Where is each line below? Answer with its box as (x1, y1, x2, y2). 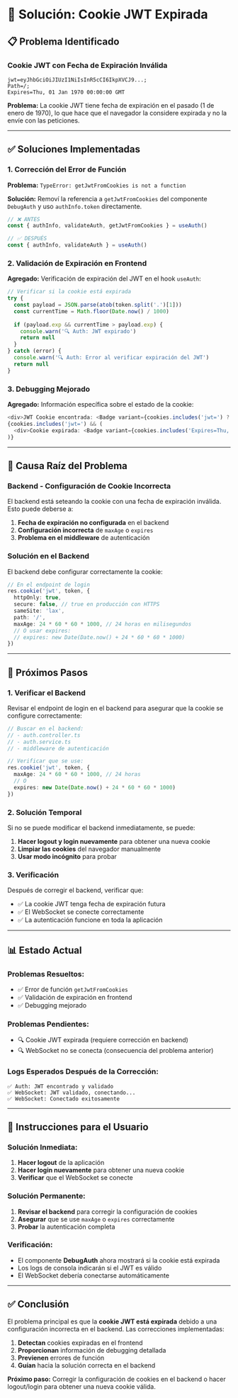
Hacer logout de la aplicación (17, 1159, 105, 1167)
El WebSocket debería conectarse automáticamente (17, 1271, 170, 1280)
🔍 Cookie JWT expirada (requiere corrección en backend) (17, 1036, 189, 1044)
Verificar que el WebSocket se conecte (17, 1173, 133, 1182)
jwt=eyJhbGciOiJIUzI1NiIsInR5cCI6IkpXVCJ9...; (7, 76, 147, 84)
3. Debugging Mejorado (7, 384, 91, 394)
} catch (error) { (7, 347, 62, 355)
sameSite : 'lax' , (13, 607, 65, 615)
